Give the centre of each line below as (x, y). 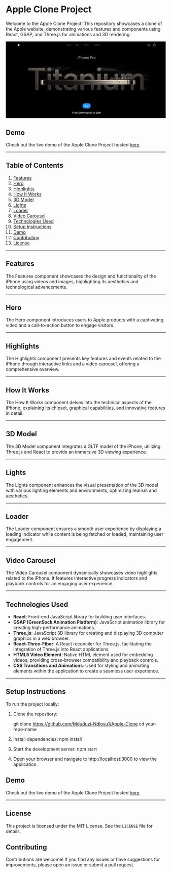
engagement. (20, 540)
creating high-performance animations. (54, 628)
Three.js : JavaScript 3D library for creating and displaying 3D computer (88, 633)
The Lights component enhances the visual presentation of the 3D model (82, 485)
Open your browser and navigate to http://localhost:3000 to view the (85, 759)
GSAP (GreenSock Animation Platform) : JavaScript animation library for (89, 622)
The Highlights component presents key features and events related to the (83, 359)
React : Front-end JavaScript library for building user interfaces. (79, 617)
